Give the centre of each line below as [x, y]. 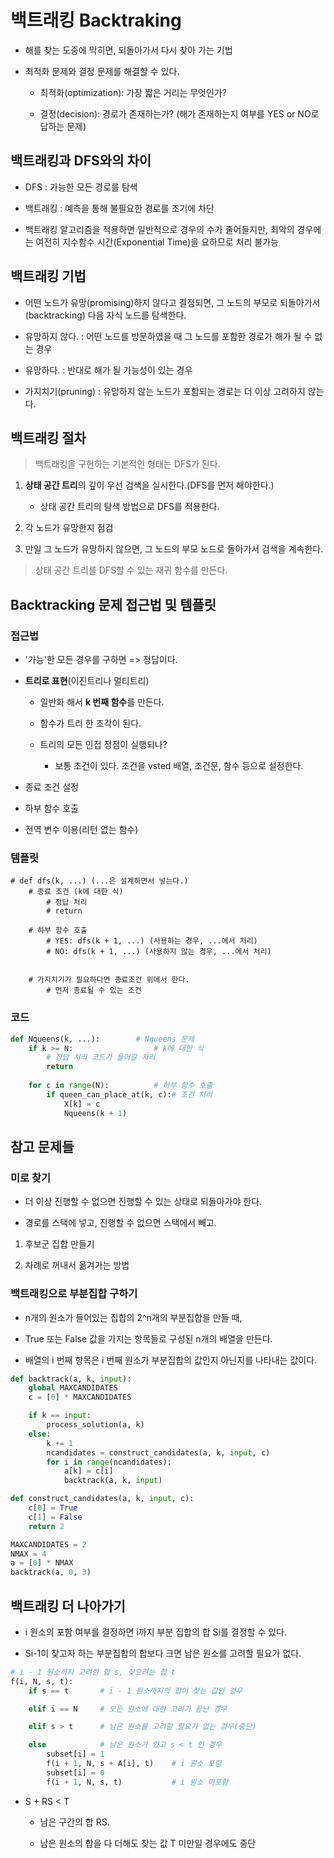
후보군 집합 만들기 [59, 1244]
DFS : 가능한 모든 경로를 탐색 [81, 187]
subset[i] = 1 [75, 1754]
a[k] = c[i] [88, 1471]
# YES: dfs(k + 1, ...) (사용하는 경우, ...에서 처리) [152, 941]
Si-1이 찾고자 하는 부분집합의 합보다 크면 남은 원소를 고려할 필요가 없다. [163, 1653]
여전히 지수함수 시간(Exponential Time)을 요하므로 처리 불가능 [157, 242]
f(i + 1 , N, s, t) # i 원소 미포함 [137, 1782]
